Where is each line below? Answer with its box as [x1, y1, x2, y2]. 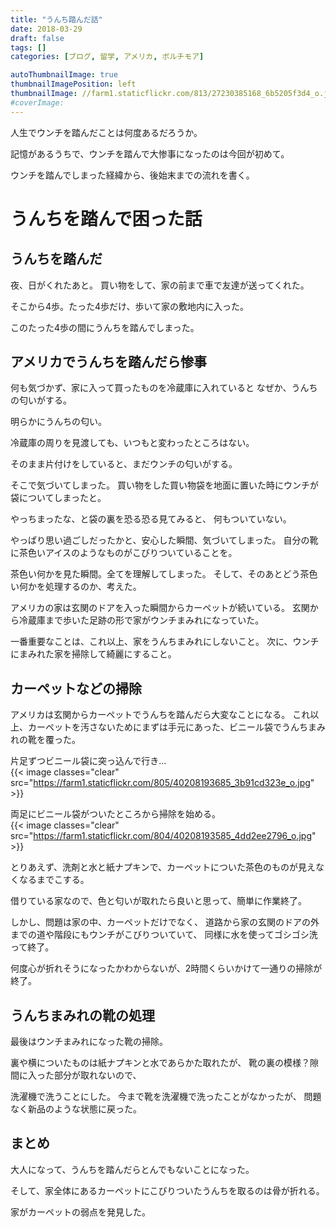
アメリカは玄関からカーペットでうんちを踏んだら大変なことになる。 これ [10, 709, 311, 721]
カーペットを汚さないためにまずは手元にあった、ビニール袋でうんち [27, 721, 308, 733]
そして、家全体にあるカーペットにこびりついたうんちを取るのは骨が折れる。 [10, 1184, 325, 1196]
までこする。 [36, 874, 90, 886]
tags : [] [10, 42, 47, 53]
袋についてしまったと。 [10, 492, 107, 504]
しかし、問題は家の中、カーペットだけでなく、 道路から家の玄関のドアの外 [10, 916, 320, 928]
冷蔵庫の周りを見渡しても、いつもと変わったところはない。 [10, 437, 255, 449]
